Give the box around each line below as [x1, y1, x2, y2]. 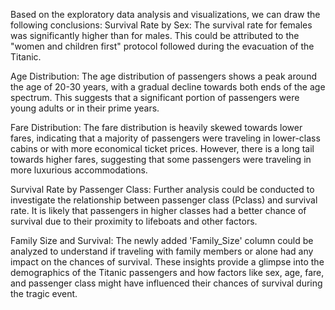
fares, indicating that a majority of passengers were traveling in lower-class [10, 132, 321, 144]
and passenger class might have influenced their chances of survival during [10, 277, 323, 289]
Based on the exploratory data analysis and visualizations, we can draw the [10, 9, 321, 20]
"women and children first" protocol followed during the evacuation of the [10, 40, 315, 52]
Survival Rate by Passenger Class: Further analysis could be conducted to [10, 184, 315, 195]
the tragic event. [10, 288, 78, 299]
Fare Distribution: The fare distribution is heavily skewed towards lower [10, 122, 303, 133]
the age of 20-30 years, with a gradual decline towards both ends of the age [10, 81, 326, 93]
